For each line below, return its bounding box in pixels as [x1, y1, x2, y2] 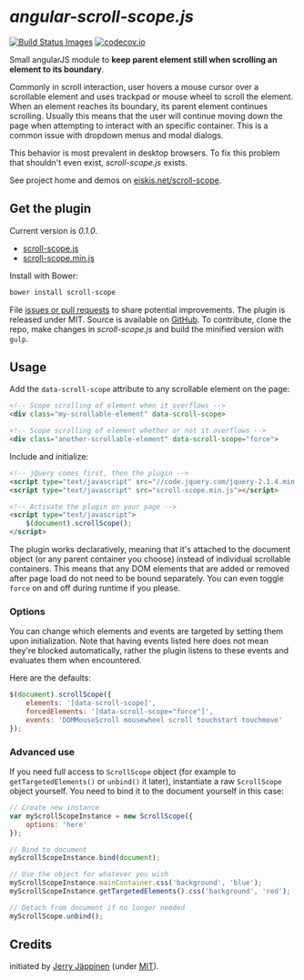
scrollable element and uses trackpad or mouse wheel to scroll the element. [9, 91, 294, 102]
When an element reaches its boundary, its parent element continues [9, 100, 269, 111]
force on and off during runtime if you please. [9, 582, 181, 593]
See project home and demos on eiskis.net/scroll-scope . [9, 175, 222, 186]
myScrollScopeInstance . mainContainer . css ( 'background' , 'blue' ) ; [9, 878, 262, 888]
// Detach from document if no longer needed [9, 903, 185, 912]
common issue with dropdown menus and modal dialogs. [9, 129, 224, 140]
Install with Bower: [9, 270, 79, 281]
